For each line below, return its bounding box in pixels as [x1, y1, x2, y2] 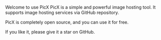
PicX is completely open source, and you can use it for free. [5, 19, 129, 25]
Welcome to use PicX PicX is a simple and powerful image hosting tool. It [5, 4, 156, 10]
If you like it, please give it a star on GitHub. [5, 29, 95, 34]
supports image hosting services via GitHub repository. [5, 9, 119, 15]
